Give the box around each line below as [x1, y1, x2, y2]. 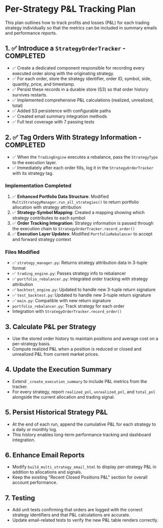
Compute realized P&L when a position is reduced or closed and [12, 346, 142, 352]
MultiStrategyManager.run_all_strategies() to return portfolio [12, 199, 139, 205]
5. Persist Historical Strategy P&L [5, 408, 108, 417]
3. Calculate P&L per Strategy [5, 322, 96, 331]
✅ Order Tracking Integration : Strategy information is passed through [12, 220, 154, 226]
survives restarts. [12, 92, 47, 97]
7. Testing [5, 494, 35, 502]
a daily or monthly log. [12, 426, 57, 432]
